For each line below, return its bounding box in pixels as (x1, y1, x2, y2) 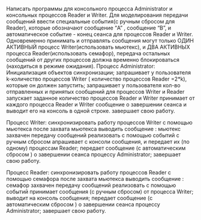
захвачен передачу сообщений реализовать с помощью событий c (6, 132, 180, 139)
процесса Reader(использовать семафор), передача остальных (6, 50, 170, 57)
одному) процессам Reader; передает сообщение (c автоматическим (6, 144, 186, 151)
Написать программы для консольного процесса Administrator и (6, 5, 173, 12)
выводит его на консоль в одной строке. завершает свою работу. (6, 108, 175, 114)
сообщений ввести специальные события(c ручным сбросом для (6, 18, 175, 25)
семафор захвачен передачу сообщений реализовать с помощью (6, 182, 176, 189)
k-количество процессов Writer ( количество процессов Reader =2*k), (6, 75, 187, 82)
